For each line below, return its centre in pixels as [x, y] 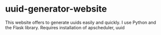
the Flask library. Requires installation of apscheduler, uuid [65, 27]
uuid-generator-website [56, 9]
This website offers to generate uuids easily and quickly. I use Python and [81, 22]
